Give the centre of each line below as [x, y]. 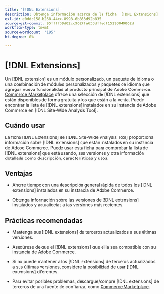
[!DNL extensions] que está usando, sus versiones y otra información [75, 153]
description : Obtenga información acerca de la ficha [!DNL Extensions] [82, 14]
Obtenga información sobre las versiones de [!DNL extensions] [75, 200]
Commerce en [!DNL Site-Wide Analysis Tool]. [51, 110]
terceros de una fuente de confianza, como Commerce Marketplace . [81, 287]
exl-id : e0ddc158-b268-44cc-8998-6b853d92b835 [53, 19]
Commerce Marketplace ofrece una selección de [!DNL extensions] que [77, 94]
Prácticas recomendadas [44, 220]
